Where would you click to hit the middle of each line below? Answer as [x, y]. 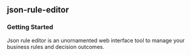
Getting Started [30, 27]
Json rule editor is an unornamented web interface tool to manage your [96, 40]
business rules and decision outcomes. [56, 47]
